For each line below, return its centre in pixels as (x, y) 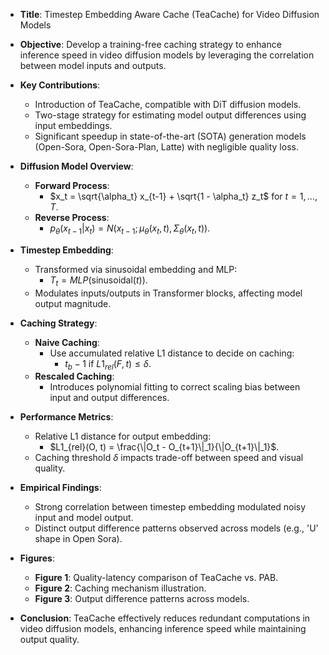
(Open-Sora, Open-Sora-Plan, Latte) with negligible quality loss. (166, 147)
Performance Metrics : (66, 417)
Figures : (37, 558)
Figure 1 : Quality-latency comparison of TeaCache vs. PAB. (156, 578)
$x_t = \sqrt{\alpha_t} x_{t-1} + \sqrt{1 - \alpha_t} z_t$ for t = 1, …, (183, 196)
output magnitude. (73, 303)
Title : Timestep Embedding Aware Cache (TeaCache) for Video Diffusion (169, 14)
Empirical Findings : (60, 488)
